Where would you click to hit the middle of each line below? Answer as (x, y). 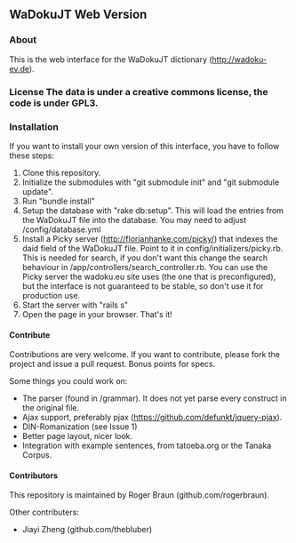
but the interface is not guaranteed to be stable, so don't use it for (143, 286)
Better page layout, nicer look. (77, 436)
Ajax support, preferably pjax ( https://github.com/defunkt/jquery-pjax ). (152, 418)
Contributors (34, 475)
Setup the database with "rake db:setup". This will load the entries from (153, 210)
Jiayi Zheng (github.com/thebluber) (87, 530)
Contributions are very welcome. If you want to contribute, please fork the (145, 355)
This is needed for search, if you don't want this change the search (145, 258)
